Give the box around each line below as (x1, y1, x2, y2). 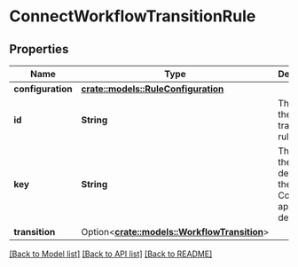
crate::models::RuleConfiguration (81, 82, 224, 95)
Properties (9, 42, 69, 57)
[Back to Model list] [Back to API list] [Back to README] (9, 248, 213, 259)
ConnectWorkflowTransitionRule (9, 6, 256, 27)
